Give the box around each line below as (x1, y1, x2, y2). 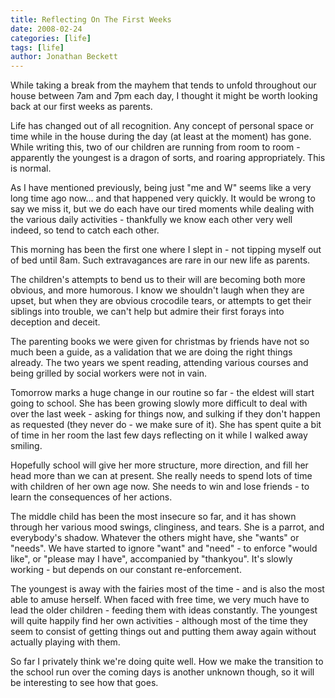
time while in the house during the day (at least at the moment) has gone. (10, 131, 312, 143)
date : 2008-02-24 (10, 24, 83, 34)
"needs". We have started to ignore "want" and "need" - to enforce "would (10, 542, 318, 555)
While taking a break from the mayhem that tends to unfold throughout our (10, 79, 317, 91)
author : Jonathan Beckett (10, 52, 118, 62)
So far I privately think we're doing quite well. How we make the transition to (10, 656, 324, 668)
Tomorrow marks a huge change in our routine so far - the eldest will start (10, 387, 315, 399)
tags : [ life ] (10, 42, 65, 53)
